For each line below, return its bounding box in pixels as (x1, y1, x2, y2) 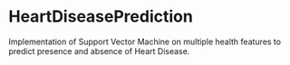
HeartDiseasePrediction (8, 6, 194, 27)
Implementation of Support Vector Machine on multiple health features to (8, 36, 282, 47)
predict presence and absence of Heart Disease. (8, 45, 190, 56)
